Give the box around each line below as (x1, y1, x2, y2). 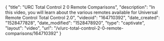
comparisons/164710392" (5, 31, 59, 36)
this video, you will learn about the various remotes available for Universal (5, 9, 158, 15)
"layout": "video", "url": (5, 25, 53, 31)
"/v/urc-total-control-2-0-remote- (54, 25, 124, 31)
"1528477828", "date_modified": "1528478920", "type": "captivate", (5, 20, 145, 26)
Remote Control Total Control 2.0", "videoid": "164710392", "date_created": (5, 15, 160, 20)
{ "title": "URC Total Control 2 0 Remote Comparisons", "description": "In (5, 4, 155, 10)
